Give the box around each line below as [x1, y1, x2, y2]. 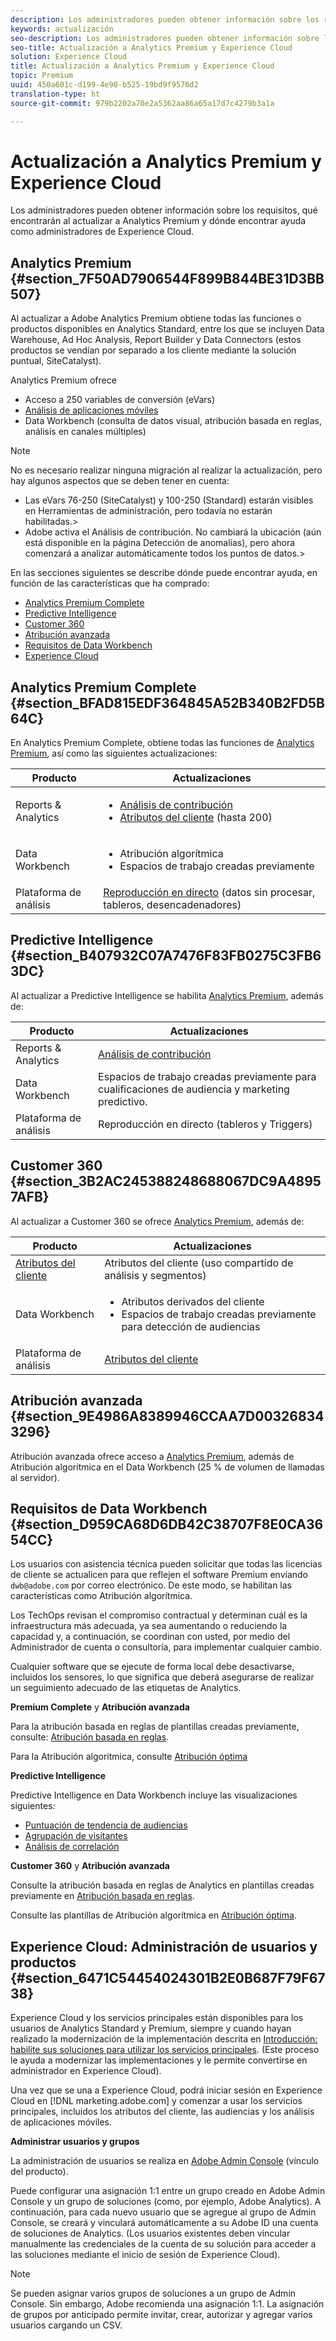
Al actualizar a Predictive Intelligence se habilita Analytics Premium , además [10, 989, 324, 1001]
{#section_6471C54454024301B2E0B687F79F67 [10, 1969, 326, 1986]
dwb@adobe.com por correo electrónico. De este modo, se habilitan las [10, 1579, 292, 1591]
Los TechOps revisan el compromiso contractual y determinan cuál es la [10, 1609, 308, 1621]
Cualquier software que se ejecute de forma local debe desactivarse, [10, 1661, 295, 1673]
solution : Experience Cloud [10, 52, 128, 62]
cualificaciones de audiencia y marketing [98, 1082, 290, 1096]
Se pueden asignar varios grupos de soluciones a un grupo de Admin [10, 2287, 297, 2300]
